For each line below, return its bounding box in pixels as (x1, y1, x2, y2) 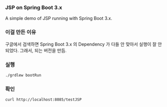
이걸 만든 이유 (5, 29, 37, 36)
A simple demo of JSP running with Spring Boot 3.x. (5, 15, 112, 21)
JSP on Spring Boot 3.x (5, 4, 63, 11)
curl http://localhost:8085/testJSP (5, 97, 82, 102)
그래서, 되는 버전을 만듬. (20, 47, 67, 53)
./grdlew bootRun (5, 72, 42, 77)
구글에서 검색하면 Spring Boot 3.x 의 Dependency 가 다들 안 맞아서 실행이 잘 (5, 41, 157, 47)
